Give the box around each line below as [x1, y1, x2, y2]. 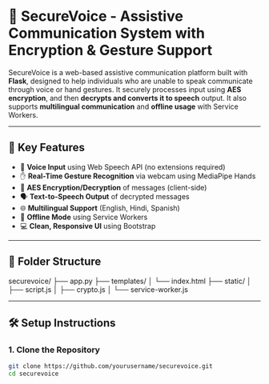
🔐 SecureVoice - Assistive [8, 7, 184, 26]
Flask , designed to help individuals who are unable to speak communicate [8, 76, 254, 86]
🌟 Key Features [8, 141, 86, 154]
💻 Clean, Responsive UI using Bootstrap [19, 221, 156, 230]
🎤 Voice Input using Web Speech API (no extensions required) [19, 162, 226, 171]
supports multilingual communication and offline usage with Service [8, 102, 239, 111]
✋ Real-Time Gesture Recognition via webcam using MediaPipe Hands [19, 171, 256, 181]
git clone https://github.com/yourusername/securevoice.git [8, 362, 214, 370]
